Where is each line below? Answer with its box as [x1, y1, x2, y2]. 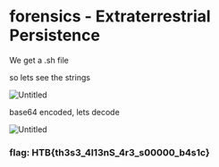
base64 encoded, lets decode [9, 106, 121, 117]
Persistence [9, 25, 101, 46]
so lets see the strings [9, 71, 91, 82]
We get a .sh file [9, 54, 70, 65]
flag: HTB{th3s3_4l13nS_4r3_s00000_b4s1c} [9, 146, 210, 158]
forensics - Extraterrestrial [9, 6, 212, 27]
